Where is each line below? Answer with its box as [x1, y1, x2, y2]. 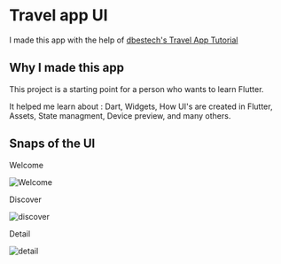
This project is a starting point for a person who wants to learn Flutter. [9, 83, 264, 94]
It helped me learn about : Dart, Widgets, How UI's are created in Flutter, [9, 101, 273, 112]
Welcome [9, 159, 44, 170]
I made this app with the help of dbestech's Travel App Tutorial [9, 35, 238, 45]
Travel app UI [9, 5, 108, 26]
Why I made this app [9, 60, 124, 75]
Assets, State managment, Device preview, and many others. [9, 110, 231, 120]
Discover [9, 194, 43, 205]
